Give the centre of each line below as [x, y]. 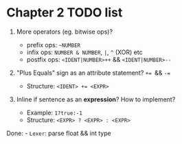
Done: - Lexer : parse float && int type [59, 133]
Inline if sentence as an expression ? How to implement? [96, 99]
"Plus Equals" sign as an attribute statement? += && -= [93, 73]
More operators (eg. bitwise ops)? [65, 32]
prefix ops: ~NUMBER [53, 45]
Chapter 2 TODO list [65, 13]
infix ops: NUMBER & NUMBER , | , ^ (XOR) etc [84, 52]
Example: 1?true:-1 [55, 112]
